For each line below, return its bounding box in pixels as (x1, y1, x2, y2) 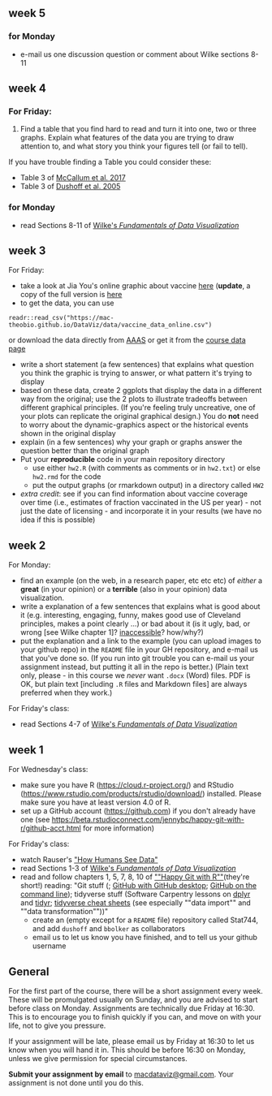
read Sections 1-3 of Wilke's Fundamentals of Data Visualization (19, 864, 237, 874)
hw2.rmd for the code (32, 472, 101, 481)
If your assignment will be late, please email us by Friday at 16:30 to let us (8, 1036, 255, 1046)
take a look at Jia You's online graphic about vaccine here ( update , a (19, 281, 251, 291)
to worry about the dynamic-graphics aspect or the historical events (19, 420, 249, 429)
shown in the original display (19, 429, 116, 438)
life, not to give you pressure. (8, 1020, 106, 1030)
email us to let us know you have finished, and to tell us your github (32, 933, 258, 943)
